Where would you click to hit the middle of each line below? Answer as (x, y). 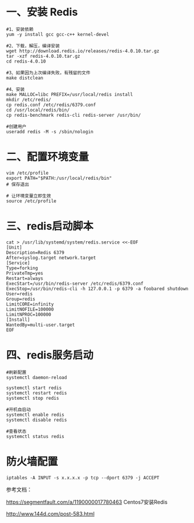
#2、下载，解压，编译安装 (33, 46)
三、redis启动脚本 (50, 226)
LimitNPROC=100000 (29, 314)
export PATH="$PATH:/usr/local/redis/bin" (59, 178)
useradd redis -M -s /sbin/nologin (50, 131)
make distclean (25, 78)
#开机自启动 (19, 409)
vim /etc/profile (27, 173)
